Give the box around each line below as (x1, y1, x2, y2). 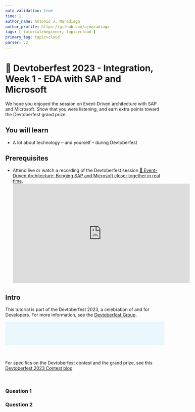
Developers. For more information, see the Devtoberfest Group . (5, 312, 137, 318)
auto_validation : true (5, 8, 53, 13)
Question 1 (5, 387, 32, 394)
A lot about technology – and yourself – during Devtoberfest (12, 139, 137, 145)
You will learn (5, 126, 49, 135)
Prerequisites (5, 154, 48, 163)
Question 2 (5, 401, 33, 408)
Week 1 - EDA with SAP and (5, 73, 121, 85)
